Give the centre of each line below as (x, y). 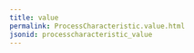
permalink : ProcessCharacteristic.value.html (97, 26)
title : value (34, 18)
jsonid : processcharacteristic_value (81, 34)
